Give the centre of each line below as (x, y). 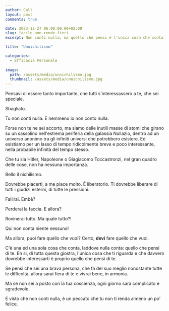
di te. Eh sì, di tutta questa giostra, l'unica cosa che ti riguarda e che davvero (85, 253)
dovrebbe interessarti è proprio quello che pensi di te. (61, 259)
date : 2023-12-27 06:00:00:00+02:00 (44, 28)
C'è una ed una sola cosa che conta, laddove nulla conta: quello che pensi (82, 248)
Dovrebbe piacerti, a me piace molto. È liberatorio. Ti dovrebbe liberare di (81, 184)
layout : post (19, 15)
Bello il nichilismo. (24, 175)
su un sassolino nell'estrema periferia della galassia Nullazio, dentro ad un (82, 133)
